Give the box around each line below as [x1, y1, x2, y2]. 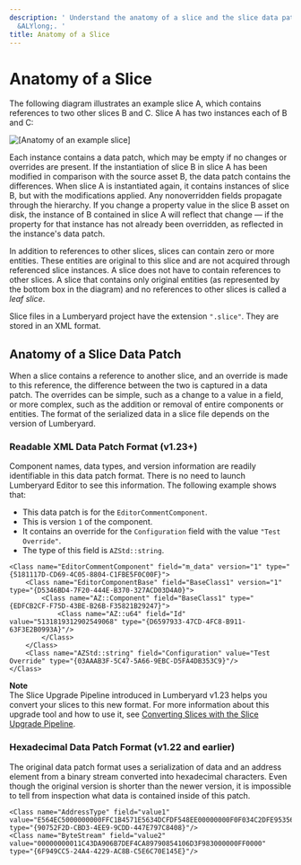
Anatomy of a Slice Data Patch [9, 347, 182, 362]
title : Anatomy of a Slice [9, 30, 110, 39]
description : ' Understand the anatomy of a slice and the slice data [9, 13, 279, 22]
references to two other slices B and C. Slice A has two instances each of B [9, 108, 288, 119]
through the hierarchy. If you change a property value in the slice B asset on [9, 199, 289, 211]
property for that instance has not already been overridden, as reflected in [9, 219, 284, 230]
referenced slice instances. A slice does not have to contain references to [9, 265, 281, 276]
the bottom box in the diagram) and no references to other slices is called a [9, 284, 287, 295]
